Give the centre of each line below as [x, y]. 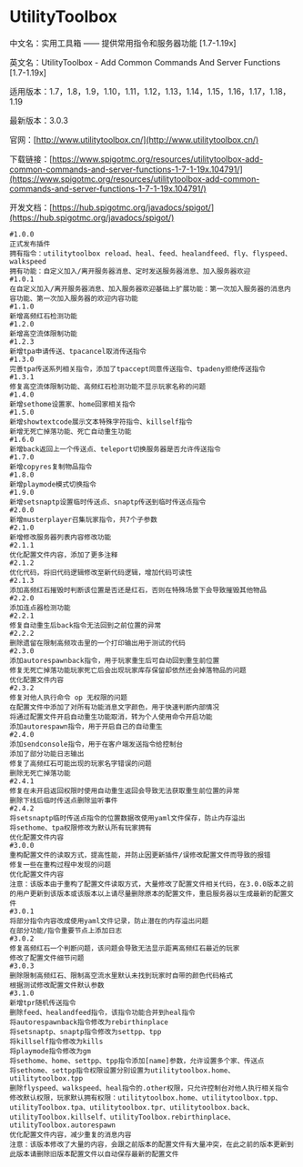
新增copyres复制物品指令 [51, 467]
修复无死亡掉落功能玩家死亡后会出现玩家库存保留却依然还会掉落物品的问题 [128, 670]
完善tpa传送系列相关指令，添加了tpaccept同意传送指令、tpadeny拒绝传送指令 [137, 369]
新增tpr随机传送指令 [43, 1002]
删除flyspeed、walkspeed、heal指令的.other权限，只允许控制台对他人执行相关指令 [149, 1088]
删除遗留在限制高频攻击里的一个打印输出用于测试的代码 [98, 643]
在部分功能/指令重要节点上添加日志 [66, 931]
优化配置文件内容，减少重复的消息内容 [71, 1134]
